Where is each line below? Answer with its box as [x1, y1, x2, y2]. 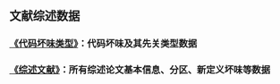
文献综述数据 [9, 8, 81, 24]
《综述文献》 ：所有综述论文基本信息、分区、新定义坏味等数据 [9, 63, 271, 76]
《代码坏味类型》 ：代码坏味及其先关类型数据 [9, 38, 198, 50]
